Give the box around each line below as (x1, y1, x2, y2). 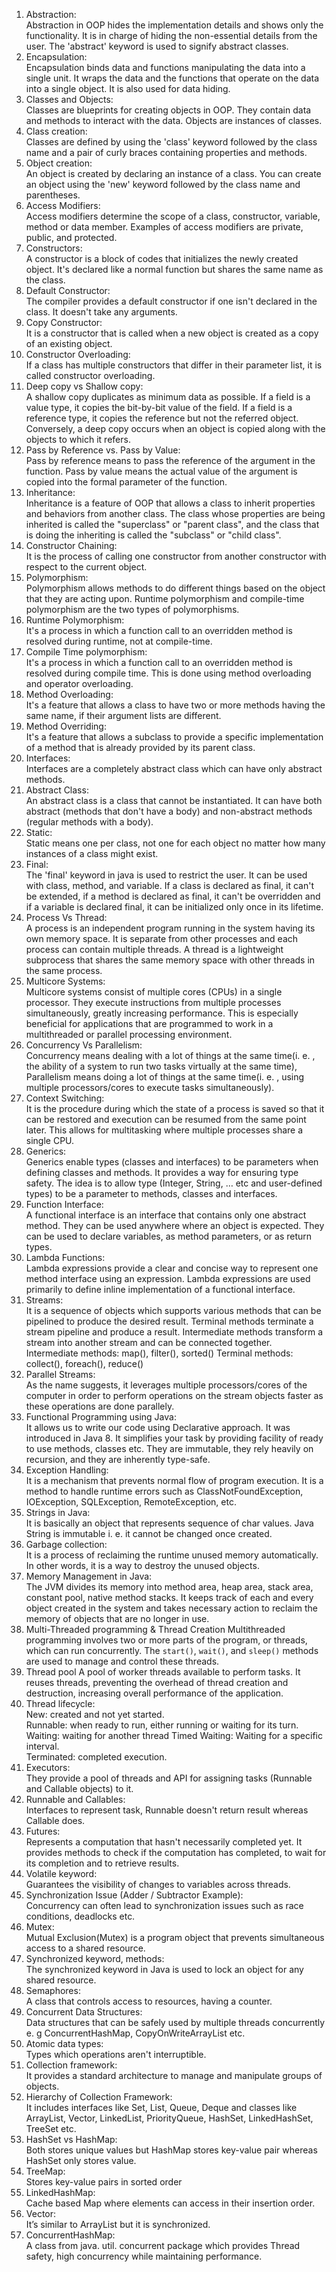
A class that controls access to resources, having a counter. (25, 1995, 273, 2007)
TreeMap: (25, 2165, 66, 2177)
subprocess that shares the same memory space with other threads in (25, 954, 316, 966)
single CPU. (25, 1135, 75, 1146)
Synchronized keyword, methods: (25, 1953, 165, 1964)
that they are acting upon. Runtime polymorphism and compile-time (25, 593, 305, 604)
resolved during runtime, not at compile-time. (25, 635, 213, 647)
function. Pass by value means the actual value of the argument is (25, 465, 298, 477)
